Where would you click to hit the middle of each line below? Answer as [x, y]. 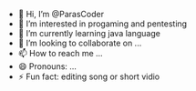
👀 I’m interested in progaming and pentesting [103, 24]
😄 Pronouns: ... [47, 66]
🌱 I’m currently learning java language [89, 33]
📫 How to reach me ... [60, 53]
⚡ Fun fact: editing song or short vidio [89, 76]
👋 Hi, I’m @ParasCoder [61, 14]
